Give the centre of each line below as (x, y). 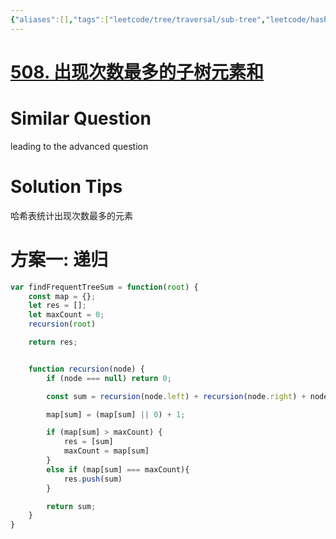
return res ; (53, 342)
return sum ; (71, 506)
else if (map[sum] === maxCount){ (118, 469)
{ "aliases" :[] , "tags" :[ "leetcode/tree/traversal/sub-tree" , (138, 19)
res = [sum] (88, 442)
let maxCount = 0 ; (66, 315)
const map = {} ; (62, 296)
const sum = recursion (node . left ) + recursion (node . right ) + (176, 396)
